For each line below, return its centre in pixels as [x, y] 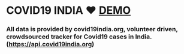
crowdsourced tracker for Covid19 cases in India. [79, 37]
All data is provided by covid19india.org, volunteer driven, [92, 29]
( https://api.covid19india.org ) [50, 44]
